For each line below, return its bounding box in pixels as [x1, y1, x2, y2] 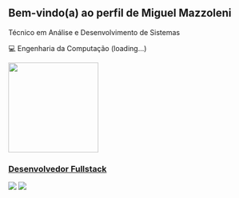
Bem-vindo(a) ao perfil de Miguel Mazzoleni [8, 6, 232, 20]
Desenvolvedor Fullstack [8, 163, 107, 174]
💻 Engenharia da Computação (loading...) [8, 43, 147, 53]
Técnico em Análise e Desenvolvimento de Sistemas [8, 27, 181, 37]
